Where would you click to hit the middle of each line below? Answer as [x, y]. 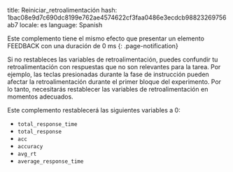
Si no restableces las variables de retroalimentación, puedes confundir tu [113, 59]
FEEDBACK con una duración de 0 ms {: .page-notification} [93, 46]
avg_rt [27, 154]
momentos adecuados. [40, 96]
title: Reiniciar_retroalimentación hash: [62, 10]
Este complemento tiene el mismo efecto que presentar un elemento [106, 38]
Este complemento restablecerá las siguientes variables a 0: [94, 110]
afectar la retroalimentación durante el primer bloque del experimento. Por [114, 82]
